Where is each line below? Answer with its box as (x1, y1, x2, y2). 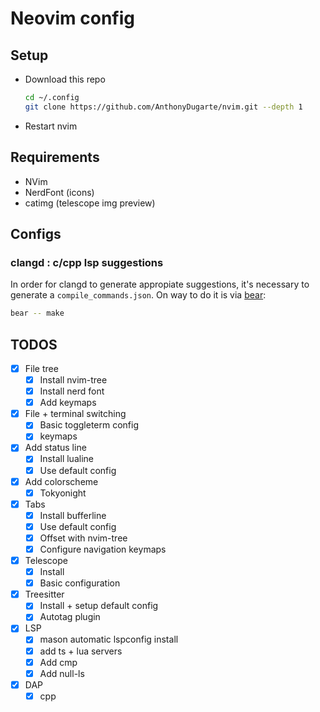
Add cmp (39, 656, 78, 668)
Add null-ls (39, 667, 85, 679)
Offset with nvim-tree (39, 532, 128, 544)
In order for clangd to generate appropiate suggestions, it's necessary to (10, 278, 310, 291)
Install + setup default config (39, 600, 159, 612)
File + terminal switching (24, 408, 127, 420)
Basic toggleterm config (39, 419, 139, 431)
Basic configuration (39, 577, 121, 589)
